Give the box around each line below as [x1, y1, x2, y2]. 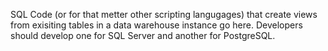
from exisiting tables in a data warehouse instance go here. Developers [10, 19, 303, 31]
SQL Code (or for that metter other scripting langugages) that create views [10, 9, 318, 20]
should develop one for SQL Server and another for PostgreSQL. [10, 30, 276, 41]
